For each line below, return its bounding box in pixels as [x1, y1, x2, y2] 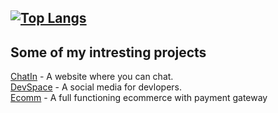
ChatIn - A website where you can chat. [10, 71, 174, 83]
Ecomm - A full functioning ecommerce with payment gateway [10, 92, 268, 104]
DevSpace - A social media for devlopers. [10, 81, 183, 93]
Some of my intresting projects [10, 44, 207, 61]
